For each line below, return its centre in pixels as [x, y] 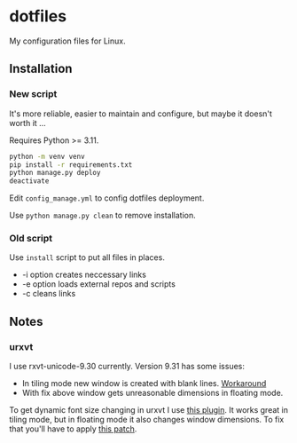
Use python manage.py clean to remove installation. [103, 216]
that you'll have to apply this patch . [73, 429]
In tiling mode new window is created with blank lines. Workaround [144, 384]
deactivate [29, 181]
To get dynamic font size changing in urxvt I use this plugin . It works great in [148, 410]
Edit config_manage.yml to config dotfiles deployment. [107, 198]
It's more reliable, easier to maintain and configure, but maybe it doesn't [141, 114]
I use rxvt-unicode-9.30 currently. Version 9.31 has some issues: [127, 367]
